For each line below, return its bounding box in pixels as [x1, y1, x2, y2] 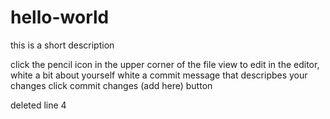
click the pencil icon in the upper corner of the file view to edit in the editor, [10, 58, 320, 70]
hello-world [10, 6, 110, 29]
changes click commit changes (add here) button [10, 79, 213, 91]
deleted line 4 [10, 99, 67, 111]
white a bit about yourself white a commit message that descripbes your [10, 69, 308, 81]
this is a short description [10, 39, 115, 51]
